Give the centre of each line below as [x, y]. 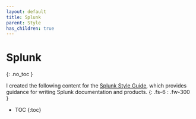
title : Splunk [24, 17]
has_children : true [30, 28]
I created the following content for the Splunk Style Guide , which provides [97, 86]
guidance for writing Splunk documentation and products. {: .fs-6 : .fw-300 [98, 92]
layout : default [26, 12]
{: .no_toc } [20, 74]
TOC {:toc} [28, 110]
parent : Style [24, 23]
